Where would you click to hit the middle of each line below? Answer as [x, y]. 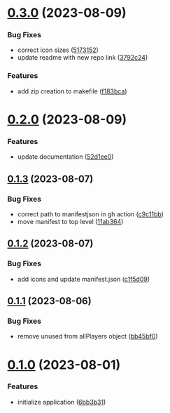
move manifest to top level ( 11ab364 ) [70, 221]
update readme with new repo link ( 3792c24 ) [83, 58]
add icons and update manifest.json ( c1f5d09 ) [84, 279]
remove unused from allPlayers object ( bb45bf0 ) [88, 336]
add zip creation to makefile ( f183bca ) [72, 91]
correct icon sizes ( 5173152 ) [58, 50]
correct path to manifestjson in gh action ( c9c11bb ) [91, 214]
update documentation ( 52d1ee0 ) [65, 157]
